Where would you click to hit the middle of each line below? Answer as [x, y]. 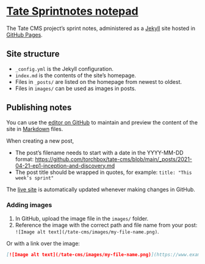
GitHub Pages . [24, 34]
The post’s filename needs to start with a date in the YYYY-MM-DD [99, 153]
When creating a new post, [40, 141]
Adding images [29, 205]
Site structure [33, 54]
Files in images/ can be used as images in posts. [75, 88]
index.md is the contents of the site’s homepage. [75, 75]
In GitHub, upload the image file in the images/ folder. [82, 218]
